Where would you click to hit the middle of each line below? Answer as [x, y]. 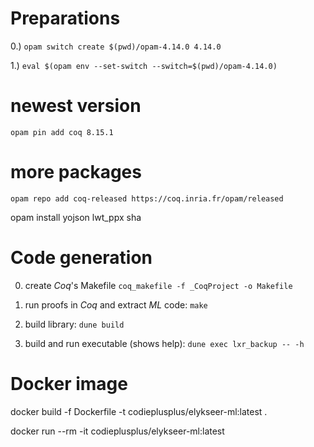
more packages [76, 172]
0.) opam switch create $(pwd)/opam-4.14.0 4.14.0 [116, 46]
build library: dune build [74, 324]
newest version [76, 106]
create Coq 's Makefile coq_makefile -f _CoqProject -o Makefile [158, 285]
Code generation [81, 258]
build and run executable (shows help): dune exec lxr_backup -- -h [164, 343]
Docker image [69, 383]
